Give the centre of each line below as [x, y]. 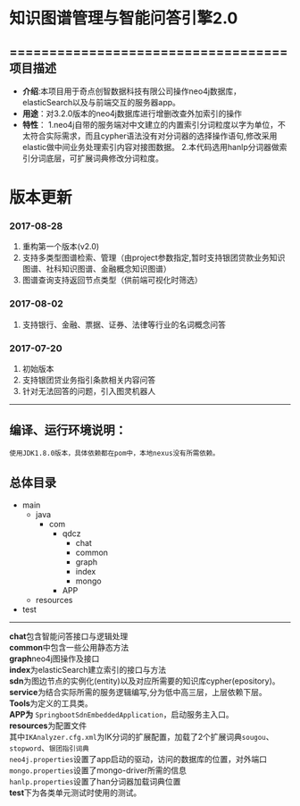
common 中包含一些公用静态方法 [69, 647]
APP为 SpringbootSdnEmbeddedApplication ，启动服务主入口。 [121, 714]
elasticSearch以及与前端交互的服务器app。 [101, 102]
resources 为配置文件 [48, 726]
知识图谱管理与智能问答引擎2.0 [124, 18]
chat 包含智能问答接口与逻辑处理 [69, 636]
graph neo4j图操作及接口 [54, 659]
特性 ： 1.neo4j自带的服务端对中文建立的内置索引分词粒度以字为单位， [150, 125]
